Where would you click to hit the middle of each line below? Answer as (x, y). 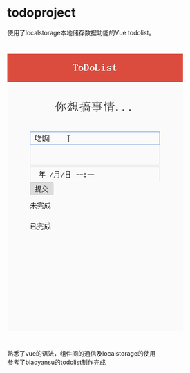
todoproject (41, 13)
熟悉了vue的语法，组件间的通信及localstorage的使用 (82, 354)
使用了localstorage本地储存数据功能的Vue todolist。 (81, 32)
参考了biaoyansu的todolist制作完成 (57, 362)
